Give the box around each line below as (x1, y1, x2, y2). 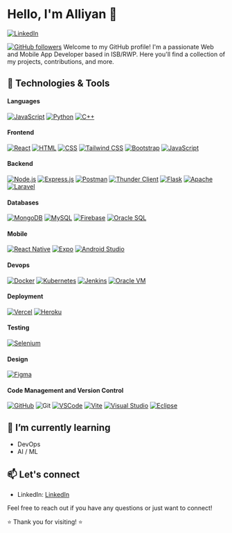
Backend (7, 160, 33, 168)
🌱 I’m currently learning (7, 421, 111, 433)
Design (7, 355, 28, 363)
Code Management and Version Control (7, 386, 124, 394)
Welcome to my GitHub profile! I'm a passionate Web (63, 42, 214, 51)
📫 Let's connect (7, 468, 80, 480)
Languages (7, 96, 40, 105)
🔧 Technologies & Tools (7, 78, 110, 90)
